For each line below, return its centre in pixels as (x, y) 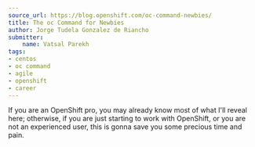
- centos (22, 59)
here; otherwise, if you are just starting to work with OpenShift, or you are (127, 119)
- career (22, 88)
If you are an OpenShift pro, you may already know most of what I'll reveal (127, 110)
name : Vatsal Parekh (56, 45)
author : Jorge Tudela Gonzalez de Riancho (78, 30)
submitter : (26, 37)
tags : (17, 52)
